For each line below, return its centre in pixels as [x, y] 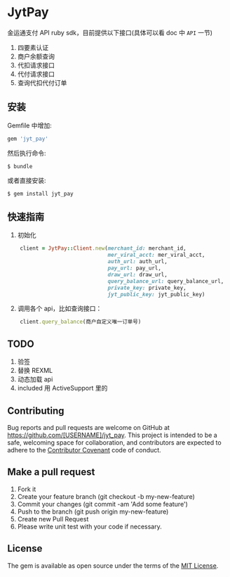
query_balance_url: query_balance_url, [166, 281]
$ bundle [20, 166]
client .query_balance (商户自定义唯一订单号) [81, 322]
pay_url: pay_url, [134, 268]
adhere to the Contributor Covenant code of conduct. [84, 450]
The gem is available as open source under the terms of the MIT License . [113, 565]
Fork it [27, 489]
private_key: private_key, [147, 288]
